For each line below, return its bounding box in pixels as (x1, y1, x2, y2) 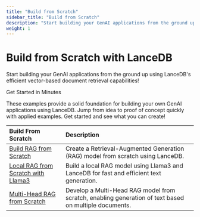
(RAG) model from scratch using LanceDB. (65, 152, 185, 160)
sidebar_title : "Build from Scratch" (6, 14, 100, 20)
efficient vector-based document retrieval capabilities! (6, 77, 139, 84)
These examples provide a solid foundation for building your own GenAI (6, 100, 182, 107)
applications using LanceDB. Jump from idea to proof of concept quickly (6, 107, 185, 114)
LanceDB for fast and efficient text (65, 169, 162, 178)
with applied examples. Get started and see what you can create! (6, 113, 165, 120)
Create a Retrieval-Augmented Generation (65, 144, 185, 153)
